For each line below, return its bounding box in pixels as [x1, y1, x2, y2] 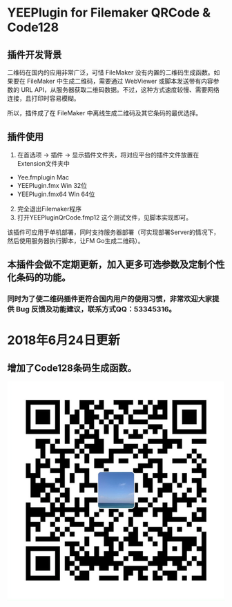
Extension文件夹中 [17, 159, 70, 167]
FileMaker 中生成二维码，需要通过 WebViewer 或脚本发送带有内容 [26, 77, 213, 85]
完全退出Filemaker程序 [17, 204, 81, 213]
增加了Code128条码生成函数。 [7, 362, 137, 374]
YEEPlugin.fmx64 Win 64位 [17, 190, 95, 198]
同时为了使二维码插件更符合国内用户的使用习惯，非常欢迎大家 [7, 294, 213, 304]
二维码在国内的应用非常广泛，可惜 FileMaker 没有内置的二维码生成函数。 [7, 68, 214, 77]
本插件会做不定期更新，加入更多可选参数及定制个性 [7, 259, 225, 271]
